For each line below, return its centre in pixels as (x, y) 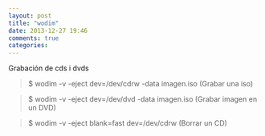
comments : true (34, 38)
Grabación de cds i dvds (49, 68)
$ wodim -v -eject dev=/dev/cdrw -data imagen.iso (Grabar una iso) (141, 84)
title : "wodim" (34, 23)
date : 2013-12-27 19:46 (48, 30)
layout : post (30, 16)
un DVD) (42, 108)
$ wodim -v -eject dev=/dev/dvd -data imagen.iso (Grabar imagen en (143, 99)
